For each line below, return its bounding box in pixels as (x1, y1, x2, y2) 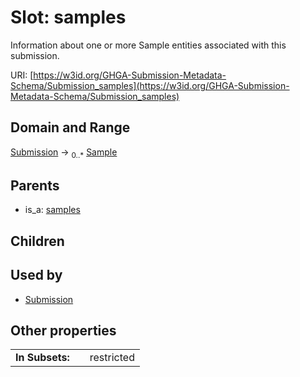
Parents (10, 177, 60, 194)
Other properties (10, 322, 117, 339)
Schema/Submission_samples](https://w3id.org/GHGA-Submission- (10, 79, 290, 91)
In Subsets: (15, 351, 70, 365)
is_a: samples (24, 204, 81, 216)
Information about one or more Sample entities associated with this (10, 39, 287, 51)
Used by (10, 267, 63, 284)
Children (10, 232, 65, 250)
